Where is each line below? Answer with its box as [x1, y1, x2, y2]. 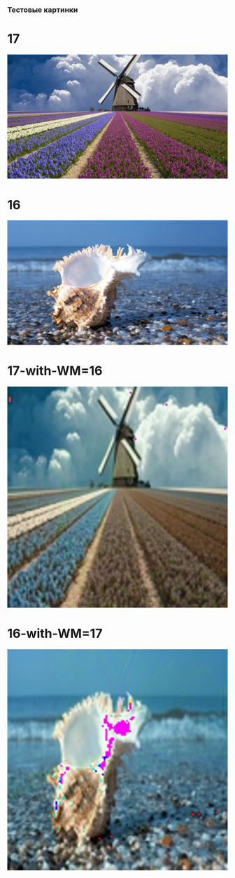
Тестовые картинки [7, 5, 78, 15]
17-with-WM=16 [7, 363, 103, 378]
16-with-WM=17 [7, 625, 103, 641]
